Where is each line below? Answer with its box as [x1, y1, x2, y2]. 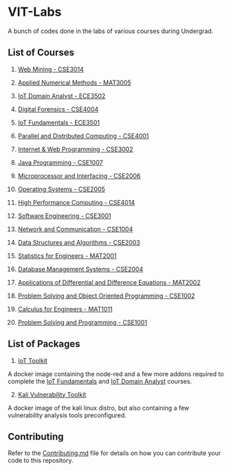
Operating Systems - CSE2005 [17, 185, 106, 193]
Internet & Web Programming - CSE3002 [17, 145, 133, 153]
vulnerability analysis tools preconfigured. [8, 410, 126, 419]
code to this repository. [8, 457, 74, 465]
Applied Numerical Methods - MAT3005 [17, 78, 131, 87]
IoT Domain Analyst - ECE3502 [17, 91, 106, 100]
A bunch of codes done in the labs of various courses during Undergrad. [8, 27, 214, 35]
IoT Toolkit [17, 356, 47, 364]
